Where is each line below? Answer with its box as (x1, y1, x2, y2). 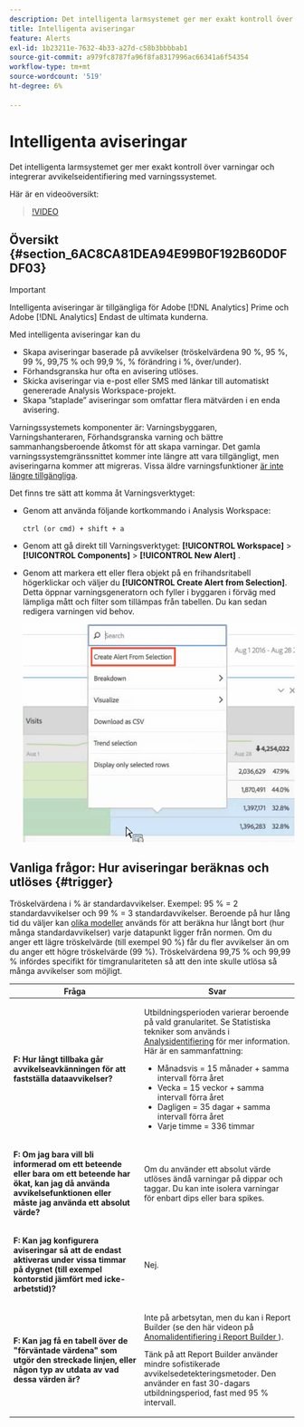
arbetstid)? (13, 1283, 57, 1295)
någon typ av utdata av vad (13, 1364, 119, 1374)
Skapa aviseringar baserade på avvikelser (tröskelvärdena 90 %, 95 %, (22, 347, 288, 358)
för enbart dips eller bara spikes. (143, 1192, 265, 1203)
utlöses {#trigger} (9, 874, 114, 890)
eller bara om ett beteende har (13, 1169, 131, 1180)
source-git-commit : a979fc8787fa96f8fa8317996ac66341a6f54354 (9, 53, 249, 63)
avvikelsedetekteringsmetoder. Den (143, 1368, 277, 1379)
